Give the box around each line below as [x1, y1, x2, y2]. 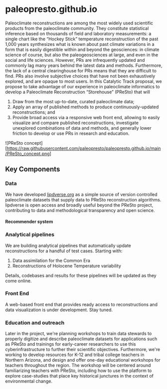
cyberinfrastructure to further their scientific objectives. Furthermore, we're [5, 347, 161, 353]
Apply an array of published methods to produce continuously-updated [12, 104, 159, 110]
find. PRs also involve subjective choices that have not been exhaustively [5, 73, 156, 79]
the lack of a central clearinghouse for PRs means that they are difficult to [5, 67, 157, 73]
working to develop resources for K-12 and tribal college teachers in [5, 352, 145, 358]
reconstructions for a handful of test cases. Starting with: [5, 248, 123, 254]
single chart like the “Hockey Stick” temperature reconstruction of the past [5, 36, 159, 42]
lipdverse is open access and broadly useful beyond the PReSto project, [5, 202, 154, 208]
